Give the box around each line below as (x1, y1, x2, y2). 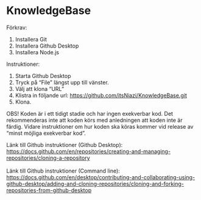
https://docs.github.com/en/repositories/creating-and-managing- (6, 148, 171, 155)
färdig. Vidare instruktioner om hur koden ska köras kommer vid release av (6, 123, 194, 130)
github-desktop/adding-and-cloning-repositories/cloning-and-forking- (6, 180, 185, 187)
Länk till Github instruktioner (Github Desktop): (6, 141, 123, 148)
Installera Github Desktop (15, 42, 79, 49)
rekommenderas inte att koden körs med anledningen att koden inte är (6, 116, 183, 124)
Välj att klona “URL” (15, 85, 65, 92)
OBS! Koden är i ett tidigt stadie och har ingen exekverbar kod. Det (6, 110, 174, 117)
